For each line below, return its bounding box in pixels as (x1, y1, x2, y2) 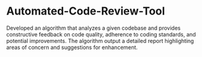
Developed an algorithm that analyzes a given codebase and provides (6, 24, 181, 32)
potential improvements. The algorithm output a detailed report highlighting (6, 37, 194, 44)
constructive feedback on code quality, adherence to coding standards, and (6, 30, 196, 38)
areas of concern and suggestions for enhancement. (6, 44, 138, 51)
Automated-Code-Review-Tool (6, 4, 166, 18)
